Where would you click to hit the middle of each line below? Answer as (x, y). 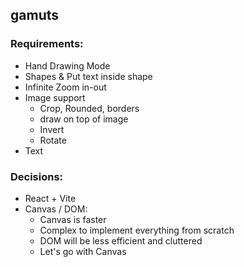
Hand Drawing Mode (67, 65)
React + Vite (50, 198)
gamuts (34, 15)
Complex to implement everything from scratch (137, 230)
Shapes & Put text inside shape (88, 76)
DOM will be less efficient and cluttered (121, 240)
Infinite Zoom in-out (65, 87)
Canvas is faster (73, 219)
